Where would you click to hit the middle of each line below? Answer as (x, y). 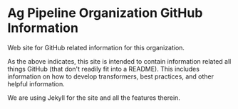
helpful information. (36, 84)
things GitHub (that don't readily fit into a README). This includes (103, 69)
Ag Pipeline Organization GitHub (105, 13)
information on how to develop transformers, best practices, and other (110, 76)
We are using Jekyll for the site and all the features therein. (94, 98)
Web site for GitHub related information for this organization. (96, 47)
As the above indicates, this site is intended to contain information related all (119, 61)
